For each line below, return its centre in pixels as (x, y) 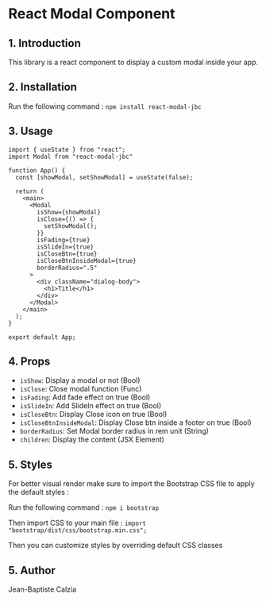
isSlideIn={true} (65, 247)
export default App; (42, 337)
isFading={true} (64, 240)
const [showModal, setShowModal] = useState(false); (104, 177)
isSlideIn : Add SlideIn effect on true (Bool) (91, 406)
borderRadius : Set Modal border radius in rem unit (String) (114, 431)
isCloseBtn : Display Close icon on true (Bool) (93, 415)
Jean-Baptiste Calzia (42, 589)
